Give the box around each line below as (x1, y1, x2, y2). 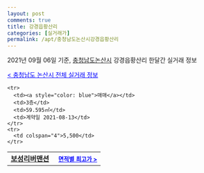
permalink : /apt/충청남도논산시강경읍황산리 (7, 36, 119, 43)
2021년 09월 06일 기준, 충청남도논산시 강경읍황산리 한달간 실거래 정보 (7, 56, 198, 65)
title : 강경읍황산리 (7, 23, 58, 30)
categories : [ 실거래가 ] (7, 29, 71, 37)
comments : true (7, 17, 51, 24)
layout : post (7, 10, 45, 17)
